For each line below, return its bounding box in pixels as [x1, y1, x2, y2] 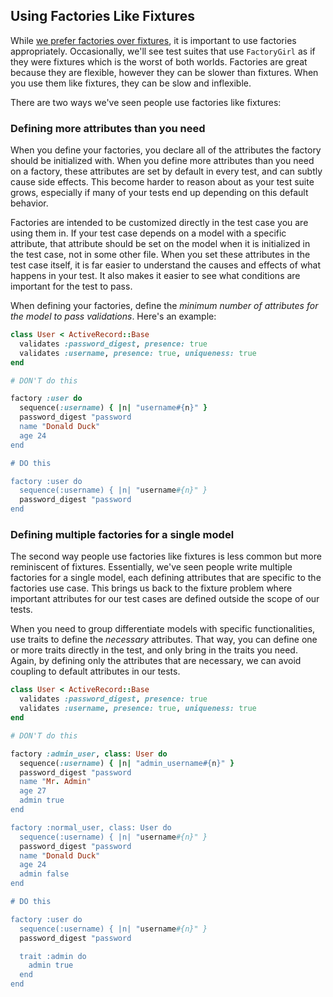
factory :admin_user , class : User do [10, 749, 168, 759]
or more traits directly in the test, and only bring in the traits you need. [10, 644, 298, 656]
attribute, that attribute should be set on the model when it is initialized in [10, 238, 311, 250]
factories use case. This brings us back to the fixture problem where [10, 582, 293, 594]
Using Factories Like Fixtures [10, 8, 195, 25]
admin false [19, 869, 70, 879]
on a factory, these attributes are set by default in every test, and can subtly [10, 165, 323, 178]
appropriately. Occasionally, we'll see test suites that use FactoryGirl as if [10, 45, 316, 57]
